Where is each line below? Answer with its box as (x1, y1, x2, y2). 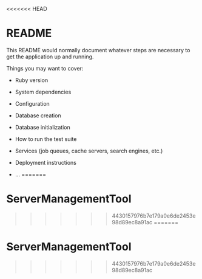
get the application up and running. (6, 53, 94, 60)
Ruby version (15, 76, 49, 84)
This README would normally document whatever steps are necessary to (6, 46, 190, 53)
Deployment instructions (15, 159, 77, 166)
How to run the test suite (15, 135, 77, 142)
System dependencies (15, 88, 72, 95)
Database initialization (15, 123, 71, 131)
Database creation (15, 112, 62, 119)
